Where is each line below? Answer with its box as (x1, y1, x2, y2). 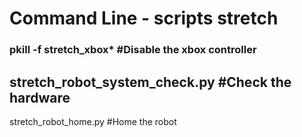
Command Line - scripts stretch (9, 7, 279, 30)
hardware (9, 89, 71, 106)
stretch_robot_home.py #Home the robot (9, 115, 177, 127)
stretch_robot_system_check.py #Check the (9, 73, 292, 91)
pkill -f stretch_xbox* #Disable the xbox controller (9, 43, 257, 57)
